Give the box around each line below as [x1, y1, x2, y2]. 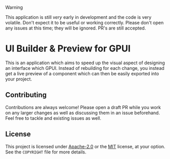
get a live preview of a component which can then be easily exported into [5, 70, 159, 76]
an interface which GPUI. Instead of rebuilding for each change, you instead [5, 65, 164, 71]
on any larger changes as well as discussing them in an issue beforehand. [5, 110, 160, 116]
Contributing [5, 91, 47, 99]
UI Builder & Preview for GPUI [5, 43, 131, 55]
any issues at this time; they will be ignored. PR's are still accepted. [5, 25, 146, 31]
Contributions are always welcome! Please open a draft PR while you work [5, 104, 161, 110]
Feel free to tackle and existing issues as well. [5, 115, 102, 121]
